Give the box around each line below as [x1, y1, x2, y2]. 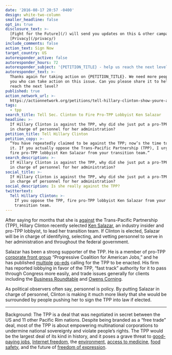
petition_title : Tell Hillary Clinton [5, 131, 88, 136]
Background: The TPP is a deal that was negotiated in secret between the [5, 311, 160, 318]
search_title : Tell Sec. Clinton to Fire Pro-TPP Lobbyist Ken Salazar [5, 112, 161, 118]
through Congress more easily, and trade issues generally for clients [5, 270, 149, 277]
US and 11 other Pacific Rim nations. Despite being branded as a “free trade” [5, 317, 166, 323]
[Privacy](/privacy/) [10, 36, 56, 41]
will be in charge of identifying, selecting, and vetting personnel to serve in [5, 233, 163, 239]
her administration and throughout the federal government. [5, 239, 130, 245]
